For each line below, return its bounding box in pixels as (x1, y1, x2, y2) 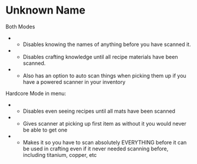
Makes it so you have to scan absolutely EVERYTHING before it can (22, 139, 187, 146)
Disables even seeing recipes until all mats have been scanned (22, 107, 175, 114)
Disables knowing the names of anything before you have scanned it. (22, 41, 191, 48)
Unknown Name (5, 4, 86, 17)
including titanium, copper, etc (22, 151, 97, 158)
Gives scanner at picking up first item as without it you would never (22, 120, 186, 127)
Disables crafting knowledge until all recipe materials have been (22, 53, 178, 60)
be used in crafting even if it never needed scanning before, (22, 145, 169, 152)
